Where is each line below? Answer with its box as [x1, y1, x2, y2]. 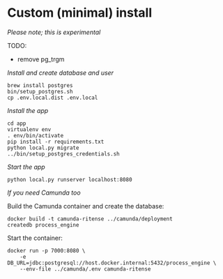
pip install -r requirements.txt [7, 138, 105, 145]
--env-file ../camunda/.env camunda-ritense [20, 265, 151, 273]
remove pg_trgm [17, 54, 65, 63]
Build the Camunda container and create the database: [7, 202, 164, 210]
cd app [7, 120, 26, 127]
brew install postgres [7, 82, 73, 89]
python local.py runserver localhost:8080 [7, 176, 132, 183]
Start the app [7, 163, 45, 171]
